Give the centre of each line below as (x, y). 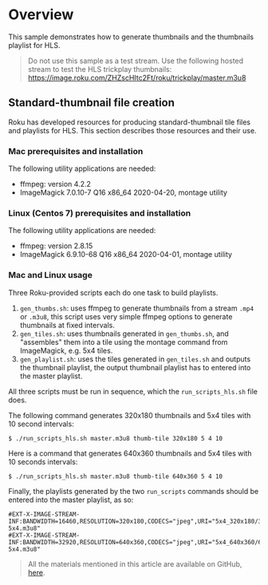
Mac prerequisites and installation (76, 151)
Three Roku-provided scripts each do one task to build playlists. (113, 292)
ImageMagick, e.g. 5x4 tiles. (66, 350)
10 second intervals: (41, 424)
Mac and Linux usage (51, 275)
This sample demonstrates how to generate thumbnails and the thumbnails (131, 37)
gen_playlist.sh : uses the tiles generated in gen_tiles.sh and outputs (135, 359)
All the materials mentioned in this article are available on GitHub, (135, 563)
